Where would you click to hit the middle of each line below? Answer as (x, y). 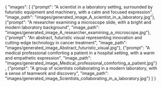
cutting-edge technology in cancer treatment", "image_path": (66, 43)
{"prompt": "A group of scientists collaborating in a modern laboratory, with (82, 68)
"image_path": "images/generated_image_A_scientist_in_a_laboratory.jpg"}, (80, 17)
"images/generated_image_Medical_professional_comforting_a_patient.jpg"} (81, 63)
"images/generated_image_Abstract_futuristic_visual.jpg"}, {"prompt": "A (77, 48)
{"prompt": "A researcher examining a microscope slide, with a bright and (78, 22)
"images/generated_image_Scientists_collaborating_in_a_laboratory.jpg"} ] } (81, 78)
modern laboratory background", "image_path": (52, 27)
